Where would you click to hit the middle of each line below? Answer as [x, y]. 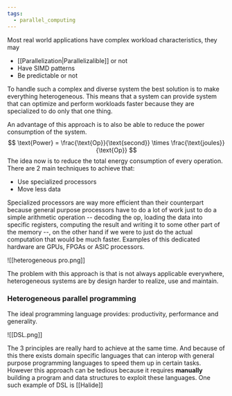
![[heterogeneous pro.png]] [46, 260]
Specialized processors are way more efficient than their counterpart [106, 203]
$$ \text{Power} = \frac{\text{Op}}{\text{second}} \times [89, 142]
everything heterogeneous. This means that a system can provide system [112, 96]
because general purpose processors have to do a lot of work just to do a [112, 209]
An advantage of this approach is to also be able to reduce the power [106, 124]
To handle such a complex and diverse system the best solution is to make [113, 89]
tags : [15, 14]
